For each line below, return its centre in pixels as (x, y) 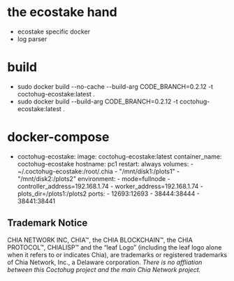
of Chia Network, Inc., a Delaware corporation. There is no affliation (105, 262)
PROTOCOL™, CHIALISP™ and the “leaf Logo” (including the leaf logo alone (115, 247)
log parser (32, 38)
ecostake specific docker (54, 31)
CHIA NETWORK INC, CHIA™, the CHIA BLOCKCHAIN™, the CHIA (100, 240)
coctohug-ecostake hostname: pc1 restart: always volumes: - (105, 164)
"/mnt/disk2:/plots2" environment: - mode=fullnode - (94, 178)
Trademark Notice (47, 223)
